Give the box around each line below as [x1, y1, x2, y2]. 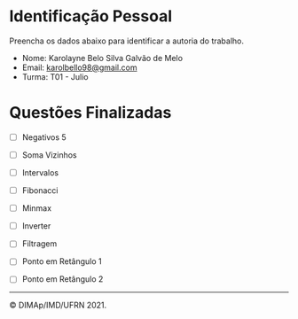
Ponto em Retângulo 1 [21, 256, 102, 267]
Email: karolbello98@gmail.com [21, 62, 137, 73]
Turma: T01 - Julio [21, 71, 89, 82]
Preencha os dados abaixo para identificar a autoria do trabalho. [9, 35, 245, 46]
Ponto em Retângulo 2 [21, 274, 104, 284]
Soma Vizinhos [21, 149, 77, 160]
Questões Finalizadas [9, 103, 172, 123]
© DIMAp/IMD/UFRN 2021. [9, 300, 107, 311]
